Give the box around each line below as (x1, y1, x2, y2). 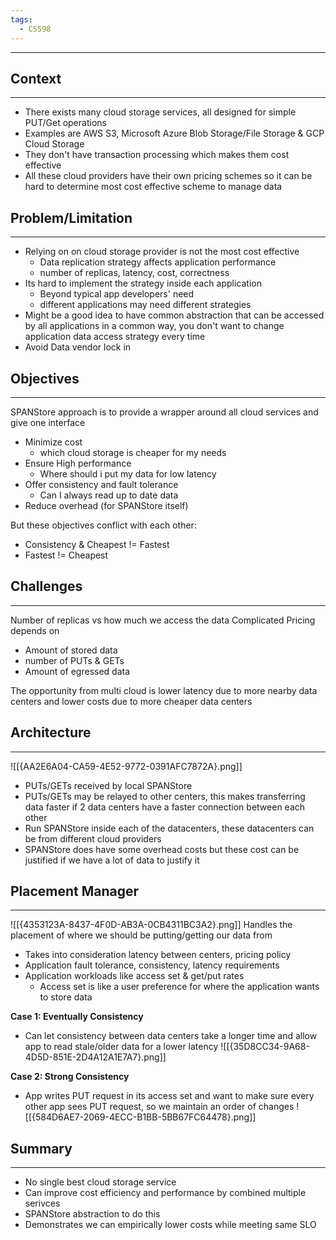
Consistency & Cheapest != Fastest (24, 538, 170, 550)
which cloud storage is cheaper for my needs (39, 446, 227, 458)
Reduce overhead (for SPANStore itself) (24, 499, 189, 511)
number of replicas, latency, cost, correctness (39, 267, 230, 279)
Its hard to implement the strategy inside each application (24, 277, 262, 290)
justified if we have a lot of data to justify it (24, 854, 200, 866)
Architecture (10, 724, 92, 741)
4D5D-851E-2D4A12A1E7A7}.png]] (24, 1051, 167, 1063)
